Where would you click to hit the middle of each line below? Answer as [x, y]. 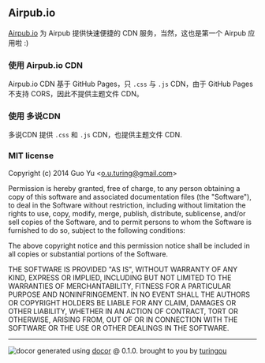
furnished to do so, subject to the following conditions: [97, 230]
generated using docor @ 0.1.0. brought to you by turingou [132, 350]
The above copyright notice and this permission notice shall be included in [129, 245]
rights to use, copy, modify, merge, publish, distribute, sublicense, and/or [127, 213]
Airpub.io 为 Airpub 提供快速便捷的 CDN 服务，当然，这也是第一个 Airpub [127, 33]
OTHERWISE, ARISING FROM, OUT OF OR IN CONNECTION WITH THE [123, 320]
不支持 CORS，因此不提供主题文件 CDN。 [76, 94]
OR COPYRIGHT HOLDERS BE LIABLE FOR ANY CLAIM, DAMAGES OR [122, 302]
